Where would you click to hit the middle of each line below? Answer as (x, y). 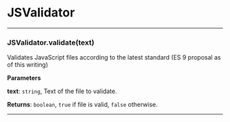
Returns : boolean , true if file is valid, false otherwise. (82, 105)
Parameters (24, 78)
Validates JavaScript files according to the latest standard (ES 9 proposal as (114, 58)
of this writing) (28, 65)
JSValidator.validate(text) (51, 42)
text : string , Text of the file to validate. (62, 91)
